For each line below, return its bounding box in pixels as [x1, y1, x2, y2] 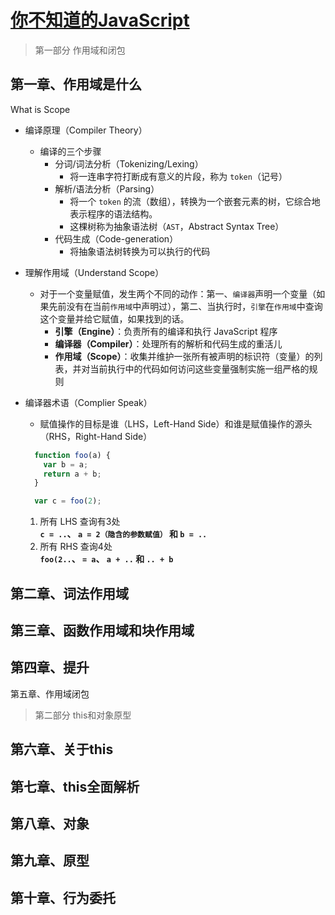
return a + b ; [43, 469, 102, 479]
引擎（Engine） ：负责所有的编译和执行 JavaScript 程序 [54, 325, 278, 337]
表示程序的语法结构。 [69, 207, 158, 220]
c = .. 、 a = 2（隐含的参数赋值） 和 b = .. [39, 528, 208, 540]
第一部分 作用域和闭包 [34, 44, 126, 56]
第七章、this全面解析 [10, 778, 140, 795]
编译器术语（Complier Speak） [24, 396, 153, 408]
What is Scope [10, 103, 71, 115]
